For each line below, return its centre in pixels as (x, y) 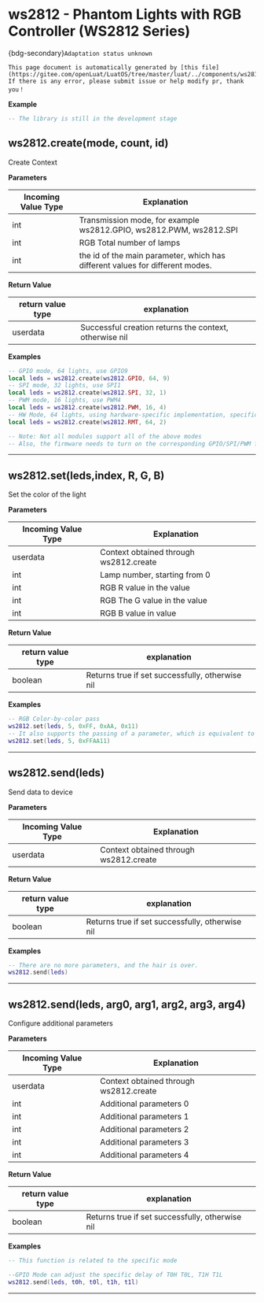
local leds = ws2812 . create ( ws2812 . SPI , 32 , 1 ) (88, 393)
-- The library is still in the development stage (93, 118)
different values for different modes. (145, 265)
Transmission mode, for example (139, 220)
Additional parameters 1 (144, 1117)
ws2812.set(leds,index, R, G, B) (86, 475)
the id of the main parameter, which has (152, 255)
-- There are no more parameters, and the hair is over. (103, 965)
